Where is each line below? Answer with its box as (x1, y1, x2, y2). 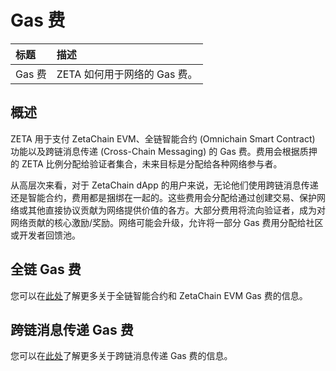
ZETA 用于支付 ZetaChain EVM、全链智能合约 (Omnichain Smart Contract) (10, 132, 316, 145)
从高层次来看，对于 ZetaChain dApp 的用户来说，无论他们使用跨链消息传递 (10, 179, 319, 191)
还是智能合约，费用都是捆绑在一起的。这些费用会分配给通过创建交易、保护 (10, 191, 317, 203)
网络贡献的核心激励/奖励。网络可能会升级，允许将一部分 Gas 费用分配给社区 (10, 216, 324, 228)
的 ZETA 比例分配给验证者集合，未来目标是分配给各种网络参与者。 (10, 157, 283, 170)
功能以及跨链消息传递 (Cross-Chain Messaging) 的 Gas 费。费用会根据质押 (10, 145, 318, 157)
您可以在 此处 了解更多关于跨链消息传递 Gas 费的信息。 (10, 350, 233, 362)
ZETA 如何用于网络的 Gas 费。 (56, 67, 198, 81)
